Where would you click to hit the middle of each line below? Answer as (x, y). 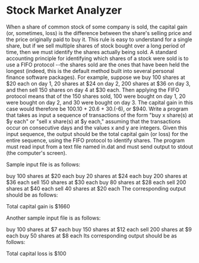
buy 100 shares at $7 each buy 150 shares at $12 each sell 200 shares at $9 (99, 229)
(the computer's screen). (37, 153)
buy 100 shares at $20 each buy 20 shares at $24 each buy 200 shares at (97, 176)
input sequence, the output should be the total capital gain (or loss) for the (97, 134)
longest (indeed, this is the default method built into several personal (90, 71)
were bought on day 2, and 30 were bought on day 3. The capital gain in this (99, 102)
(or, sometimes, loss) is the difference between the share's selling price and (99, 33)
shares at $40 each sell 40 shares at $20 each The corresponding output (96, 188)
